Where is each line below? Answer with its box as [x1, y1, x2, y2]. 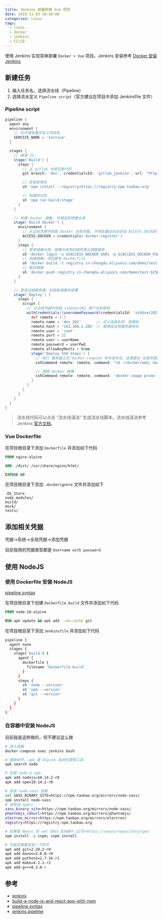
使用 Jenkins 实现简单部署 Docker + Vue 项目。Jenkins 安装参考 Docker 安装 [5, 53, 158, 58]
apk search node [5, 762, 38, 767]
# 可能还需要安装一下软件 [5, 842, 49, 847]
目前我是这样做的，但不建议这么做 [5, 734, 73, 740]
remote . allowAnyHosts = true [31, 347, 90, 352]
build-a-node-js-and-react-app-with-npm [12, 898, 96, 904]
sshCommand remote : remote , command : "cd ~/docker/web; [35, 360, 151, 365]
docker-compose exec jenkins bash [5, 749, 75, 753]
